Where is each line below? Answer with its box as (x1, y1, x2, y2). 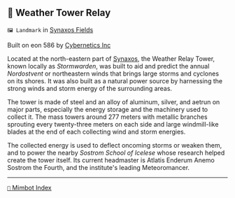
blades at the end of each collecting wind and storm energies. (7, 127, 186, 136)
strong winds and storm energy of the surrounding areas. (7, 84, 173, 92)
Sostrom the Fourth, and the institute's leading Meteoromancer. (7, 163, 190, 171)
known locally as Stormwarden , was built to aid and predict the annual (7, 62, 210, 70)
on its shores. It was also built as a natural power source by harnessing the (7, 76, 222, 85)
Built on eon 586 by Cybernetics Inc (7, 41, 111, 49)
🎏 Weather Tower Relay (7, 7, 111, 19)
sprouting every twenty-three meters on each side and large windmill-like (7, 120, 219, 128)
